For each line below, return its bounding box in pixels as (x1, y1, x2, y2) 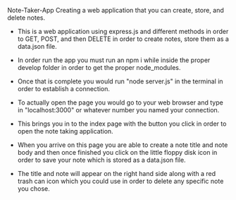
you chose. (17, 184, 51, 193)
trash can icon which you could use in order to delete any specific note (17, 177, 224, 185)
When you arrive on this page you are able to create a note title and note (17, 141, 228, 149)
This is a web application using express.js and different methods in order (17, 28, 229, 35)
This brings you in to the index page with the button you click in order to (17, 119, 227, 128)
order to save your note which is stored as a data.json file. (17, 155, 186, 164)
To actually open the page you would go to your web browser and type (17, 98, 223, 107)
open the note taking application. (17, 127, 114, 135)
